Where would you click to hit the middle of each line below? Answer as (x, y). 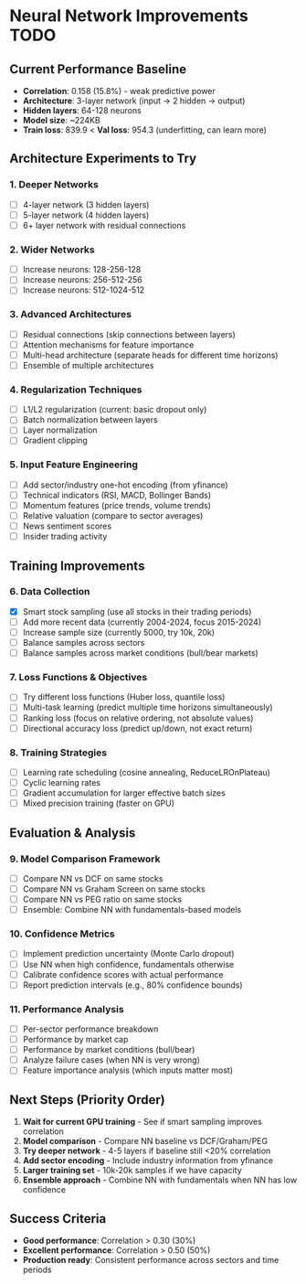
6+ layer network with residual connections (104, 225)
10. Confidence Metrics (63, 934)
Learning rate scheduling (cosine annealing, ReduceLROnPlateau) (147, 772)
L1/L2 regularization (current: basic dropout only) (115, 410)
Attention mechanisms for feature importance (108, 345)
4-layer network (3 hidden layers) (86, 204)
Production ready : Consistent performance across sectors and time (151, 1259)
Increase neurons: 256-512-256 (83, 280)
